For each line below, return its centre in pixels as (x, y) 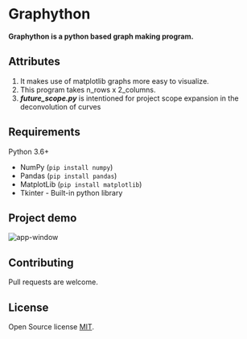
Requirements (44, 132)
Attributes (34, 62)
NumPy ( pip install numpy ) (66, 167)
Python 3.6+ (29, 151)
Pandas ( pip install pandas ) (68, 176)
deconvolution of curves (60, 106)
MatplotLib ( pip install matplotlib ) (81, 184)
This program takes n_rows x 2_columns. (88, 89)
